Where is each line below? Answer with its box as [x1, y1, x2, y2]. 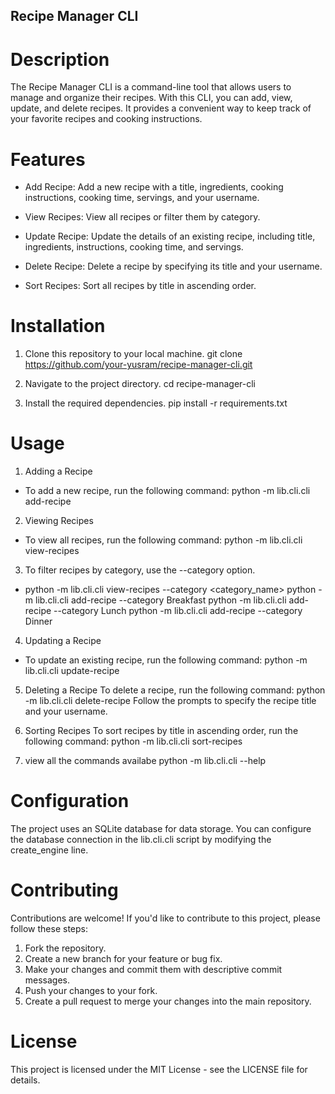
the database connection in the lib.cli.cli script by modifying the [10, 834, 272, 846]
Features [10, 148, 86, 171]
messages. [24, 974, 71, 986]
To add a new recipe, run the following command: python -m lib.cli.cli [24, 485, 311, 497]
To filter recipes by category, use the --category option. [24, 564, 256, 576]
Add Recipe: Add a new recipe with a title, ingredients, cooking [24, 181, 284, 193]
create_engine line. [10, 844, 89, 856]
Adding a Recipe [24, 465, 93, 478]
